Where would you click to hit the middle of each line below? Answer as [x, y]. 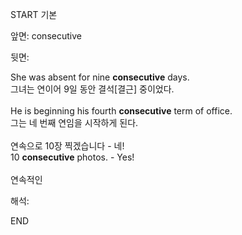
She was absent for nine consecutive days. [100, 77]
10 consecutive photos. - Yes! [72, 157]
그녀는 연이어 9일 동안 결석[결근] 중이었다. [92, 89]
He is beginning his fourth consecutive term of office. [121, 111]
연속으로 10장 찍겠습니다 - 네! [67, 146]
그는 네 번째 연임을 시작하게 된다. [74, 122]
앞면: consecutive [46, 36]
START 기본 [34, 14]
